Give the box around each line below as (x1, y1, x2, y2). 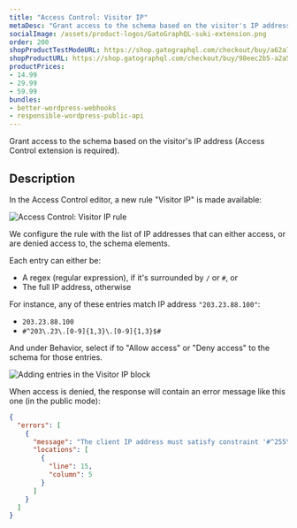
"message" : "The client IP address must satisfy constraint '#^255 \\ (32, 437, 294, 447)
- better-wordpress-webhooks (9, 103, 117, 112)
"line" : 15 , (48, 462, 93, 471)
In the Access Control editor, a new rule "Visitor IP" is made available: (9, 194, 263, 204)
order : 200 (9, 37, 49, 47)
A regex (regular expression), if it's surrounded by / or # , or (21, 272, 239, 283)
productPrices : (9, 63, 65, 72)
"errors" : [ (17, 421, 62, 430)
